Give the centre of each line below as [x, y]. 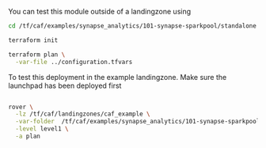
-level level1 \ [42, 129]
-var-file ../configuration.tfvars [74, 62]
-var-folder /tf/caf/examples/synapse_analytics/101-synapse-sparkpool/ [139, 122]
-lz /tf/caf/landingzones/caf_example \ [83, 114]
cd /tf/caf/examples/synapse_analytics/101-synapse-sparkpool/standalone [133, 26]
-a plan [28, 136]
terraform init [33, 40]
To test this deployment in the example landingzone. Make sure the [118, 77]
